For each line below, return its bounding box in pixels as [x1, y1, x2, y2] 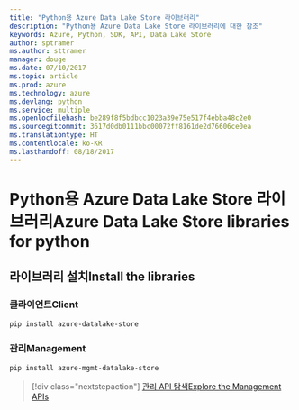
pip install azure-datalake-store [9, 319, 140, 329]
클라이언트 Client [9, 298, 79, 311]
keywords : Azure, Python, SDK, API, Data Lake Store [9, 30, 212, 39]
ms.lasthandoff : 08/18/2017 [9, 147, 115, 156]
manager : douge [9, 55, 67, 64]
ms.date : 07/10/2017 [9, 64, 87, 73]
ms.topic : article [9, 72, 78, 81]
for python [9, 231, 90, 251]
